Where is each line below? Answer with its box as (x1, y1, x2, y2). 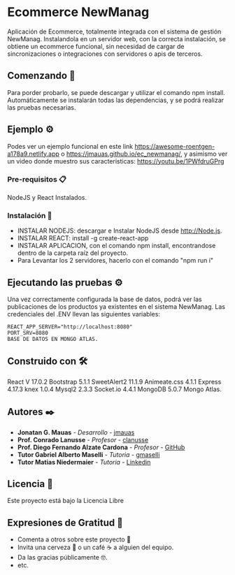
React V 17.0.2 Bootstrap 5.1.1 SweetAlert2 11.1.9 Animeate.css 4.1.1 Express (7, 377, 222, 386)
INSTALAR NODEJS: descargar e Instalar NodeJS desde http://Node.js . (17, 226, 222, 235)
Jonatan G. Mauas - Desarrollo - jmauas (17, 428, 135, 437)
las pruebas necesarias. (7, 103, 76, 112)
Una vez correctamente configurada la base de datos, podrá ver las (7, 295, 202, 303)
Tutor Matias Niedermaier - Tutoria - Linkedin (17, 458, 151, 466)
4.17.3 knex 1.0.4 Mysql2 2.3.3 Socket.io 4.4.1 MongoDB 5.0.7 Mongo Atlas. (7, 385, 222, 393)
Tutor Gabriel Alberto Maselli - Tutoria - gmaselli (17, 450, 160, 458)
